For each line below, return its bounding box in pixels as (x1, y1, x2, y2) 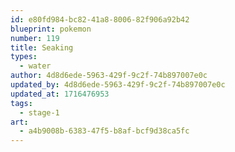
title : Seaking (10, 42, 74, 53)
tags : (10, 98, 33, 108)
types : (10, 52, 38, 62)
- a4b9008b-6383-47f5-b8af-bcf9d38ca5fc (19, 126, 190, 136)
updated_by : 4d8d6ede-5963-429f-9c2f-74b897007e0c (10, 80, 226, 90)
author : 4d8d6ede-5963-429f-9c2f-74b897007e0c (10, 71, 208, 81)
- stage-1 (19, 107, 60, 118)
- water (19, 61, 52, 71)
